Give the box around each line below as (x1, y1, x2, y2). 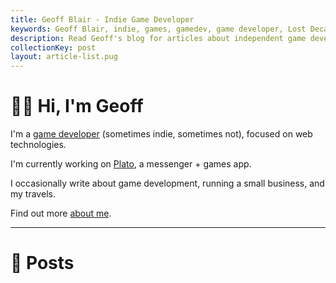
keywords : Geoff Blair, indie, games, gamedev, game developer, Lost (10, 24, 307, 34)
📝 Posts (10, 252, 75, 275)
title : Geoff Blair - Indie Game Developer (10, 14, 195, 25)
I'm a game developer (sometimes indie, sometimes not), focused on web (10, 128, 313, 140)
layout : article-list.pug (10, 52, 118, 62)
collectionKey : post (10, 42, 97, 53)
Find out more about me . (10, 207, 112, 220)
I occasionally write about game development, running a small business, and (10, 177, 325, 190)
